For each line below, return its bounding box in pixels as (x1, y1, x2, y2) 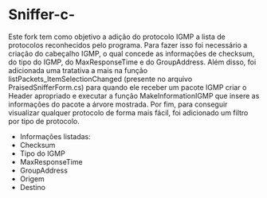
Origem (19, 173, 45, 184)
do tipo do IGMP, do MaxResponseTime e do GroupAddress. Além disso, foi (8, 57, 257, 67)
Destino (19, 182, 46, 192)
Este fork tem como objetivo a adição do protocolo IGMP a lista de (8, 32, 226, 41)
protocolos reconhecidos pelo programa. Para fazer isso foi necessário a (8, 40, 248, 49)
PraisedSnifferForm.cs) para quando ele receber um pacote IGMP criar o (8, 82, 247, 92)
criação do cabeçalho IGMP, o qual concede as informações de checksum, (8, 49, 255, 58)
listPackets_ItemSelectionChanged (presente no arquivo (8, 74, 193, 83)
